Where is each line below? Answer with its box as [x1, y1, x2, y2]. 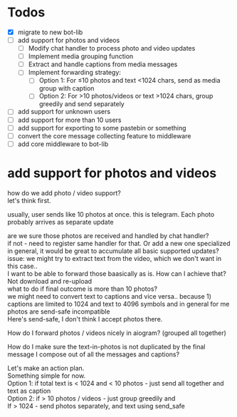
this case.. [7, 262, 38, 270]
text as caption [7, 386, 51, 395]
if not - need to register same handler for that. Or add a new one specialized [7, 239, 231, 247]
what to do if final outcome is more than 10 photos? [7, 284, 158, 293]
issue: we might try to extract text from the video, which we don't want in [7, 254, 222, 262]
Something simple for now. [7, 371, 86, 380]
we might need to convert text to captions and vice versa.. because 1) [7, 292, 212, 300]
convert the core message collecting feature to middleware [17, 131, 191, 140]
